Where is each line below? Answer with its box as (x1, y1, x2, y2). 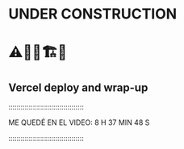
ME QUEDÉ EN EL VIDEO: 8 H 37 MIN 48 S (8, 118, 150, 127)
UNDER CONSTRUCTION (8, 5, 178, 23)
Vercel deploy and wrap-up (8, 81, 148, 94)
